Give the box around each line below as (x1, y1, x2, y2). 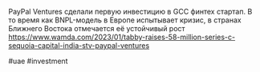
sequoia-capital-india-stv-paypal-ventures (8, 41, 150, 50)
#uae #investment (8, 56, 68, 66)
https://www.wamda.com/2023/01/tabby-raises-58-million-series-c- (8, 32, 235, 42)
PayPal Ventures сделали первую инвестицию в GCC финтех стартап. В (8, 7, 253, 16)
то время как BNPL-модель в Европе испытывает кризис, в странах (8, 15, 242, 25)
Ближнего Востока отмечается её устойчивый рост (8, 24, 186, 33)
